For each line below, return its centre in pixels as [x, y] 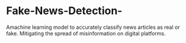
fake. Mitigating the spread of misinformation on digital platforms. [86, 33]
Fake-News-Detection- [64, 11]
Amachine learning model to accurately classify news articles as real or [93, 27]
